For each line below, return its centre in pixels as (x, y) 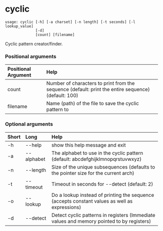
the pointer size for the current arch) (93, 173)
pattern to (57, 110)
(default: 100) (62, 96)
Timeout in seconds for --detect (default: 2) (102, 184)
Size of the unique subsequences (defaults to (103, 167)
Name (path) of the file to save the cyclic (93, 103)
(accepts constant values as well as (92, 201)
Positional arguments (31, 56)
